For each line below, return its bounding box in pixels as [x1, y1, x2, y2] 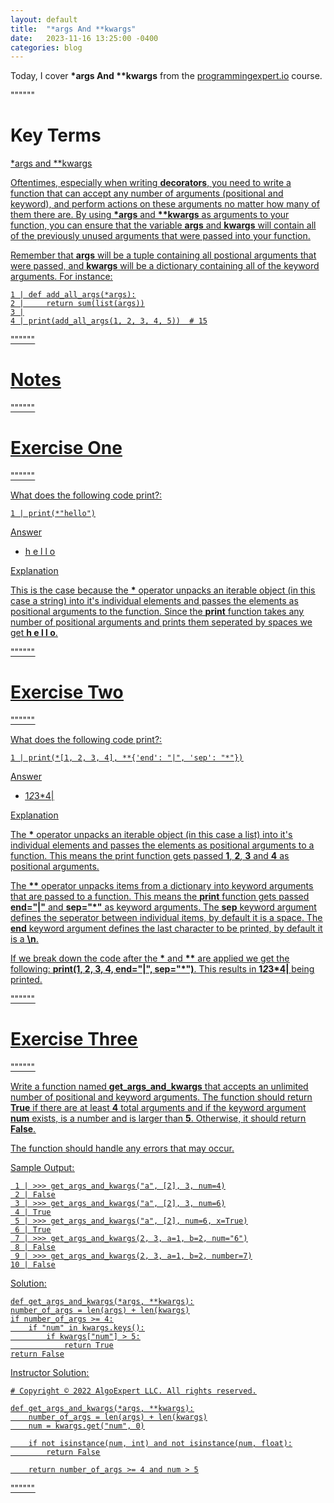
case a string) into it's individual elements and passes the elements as [10, 595, 299, 607]
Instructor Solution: [10, 1366, 90, 1378]
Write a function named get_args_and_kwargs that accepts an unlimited [10, 1080, 309, 1092]
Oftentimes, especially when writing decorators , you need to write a [10, 177, 292, 189]
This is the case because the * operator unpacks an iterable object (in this [10, 584, 316, 596]
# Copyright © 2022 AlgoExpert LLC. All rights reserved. [10, 1386, 257, 1396]
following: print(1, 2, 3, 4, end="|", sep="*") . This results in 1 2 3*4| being [10, 963, 315, 975]
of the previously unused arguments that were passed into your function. [10, 230, 311, 242]
